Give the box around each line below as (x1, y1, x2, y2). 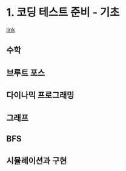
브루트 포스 (6, 67, 45, 78)
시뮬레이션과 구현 (6, 156, 67, 166)
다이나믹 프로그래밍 (6, 90, 75, 101)
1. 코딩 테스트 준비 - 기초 (6, 5, 120, 19)
